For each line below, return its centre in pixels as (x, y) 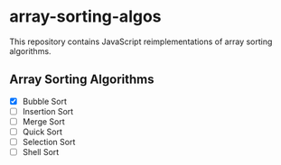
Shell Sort (41, 152)
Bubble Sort (45, 101)
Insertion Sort (48, 111)
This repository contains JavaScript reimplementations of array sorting (141, 41)
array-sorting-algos (85, 17)
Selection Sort (49, 142)
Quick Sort (42, 132)
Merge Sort (43, 121)
